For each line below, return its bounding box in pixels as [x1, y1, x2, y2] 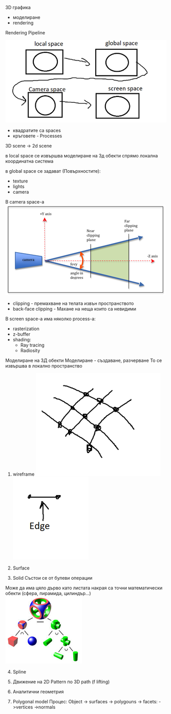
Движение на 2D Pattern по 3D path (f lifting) [12, 679, 110, 685]
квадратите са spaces [12, 127, 61, 133]
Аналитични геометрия [12, 688, 64, 695]
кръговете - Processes [12, 133, 62, 139]
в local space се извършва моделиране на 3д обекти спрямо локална [5, 152, 158, 158]
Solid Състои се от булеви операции [12, 575, 93, 581]
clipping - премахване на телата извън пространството [12, 300, 134, 307]
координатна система [5, 158, 54, 164]
